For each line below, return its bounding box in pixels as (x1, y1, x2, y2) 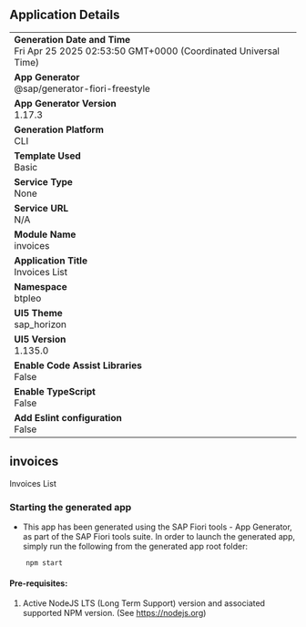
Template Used (14, 149, 82, 162)
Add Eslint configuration (14, 411, 123, 424)
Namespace (14, 280, 68, 293)
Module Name (14, 228, 76, 241)
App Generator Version (14, 97, 117, 109)
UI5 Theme (14, 306, 64, 319)
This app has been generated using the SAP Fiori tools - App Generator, (22, 521, 293, 532)
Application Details (9, 7, 120, 23)
